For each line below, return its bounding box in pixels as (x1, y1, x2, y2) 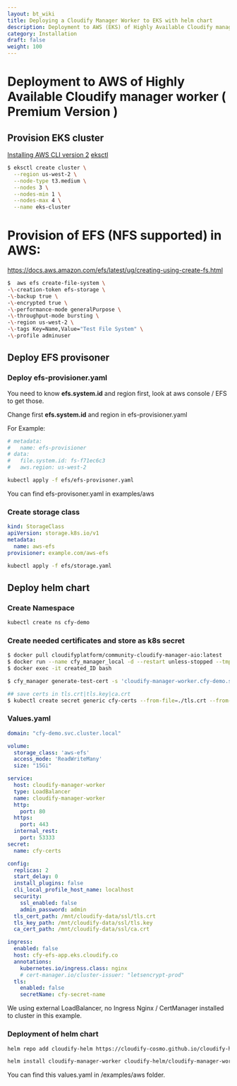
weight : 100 (7, 43, 42, 50)
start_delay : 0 (13, 873, 59, 880)
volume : (7, 742, 30, 749)
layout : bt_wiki (7, 10, 55, 18)
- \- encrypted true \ (7, 299, 68, 306)
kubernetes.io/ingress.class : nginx (20, 964, 128, 972)
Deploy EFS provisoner (7, 351, 110, 364)
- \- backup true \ (7, 293, 59, 300)
